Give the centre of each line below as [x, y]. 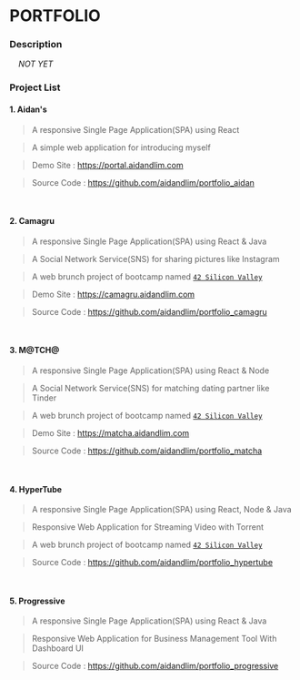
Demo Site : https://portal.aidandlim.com [107, 165]
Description [36, 45]
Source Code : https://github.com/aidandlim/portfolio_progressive [155, 666]
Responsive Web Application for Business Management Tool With [154, 639]
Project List [35, 87]
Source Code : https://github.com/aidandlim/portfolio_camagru [150, 311]
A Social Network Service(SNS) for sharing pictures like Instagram [155, 259]
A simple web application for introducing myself [121, 147]
